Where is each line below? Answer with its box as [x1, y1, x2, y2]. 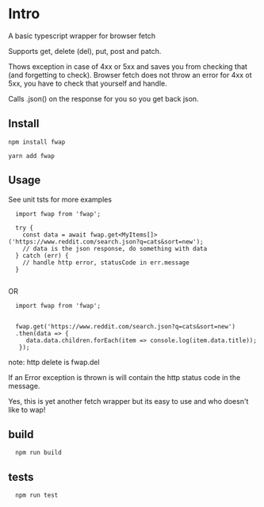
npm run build [15, 449, 62, 457]
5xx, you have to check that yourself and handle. [8, 79, 168, 88]
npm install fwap [8, 138, 66, 146]
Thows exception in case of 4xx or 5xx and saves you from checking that [8, 61, 248, 71]
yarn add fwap [8, 152, 55, 159]
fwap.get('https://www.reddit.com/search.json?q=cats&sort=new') [15, 322, 236, 330]
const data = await [22, 231, 87, 239]
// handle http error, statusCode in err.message [22, 259, 190, 267]
